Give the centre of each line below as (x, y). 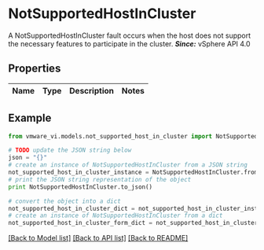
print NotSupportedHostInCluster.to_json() (81, 187)
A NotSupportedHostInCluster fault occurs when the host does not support (130, 35)
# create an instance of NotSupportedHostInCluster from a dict (115, 216)
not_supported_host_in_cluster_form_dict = (81, 223)
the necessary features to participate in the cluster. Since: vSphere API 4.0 (129, 43)
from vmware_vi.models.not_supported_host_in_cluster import (110, 136)
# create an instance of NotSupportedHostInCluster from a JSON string (128, 165)
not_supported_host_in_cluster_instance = (79, 173)
